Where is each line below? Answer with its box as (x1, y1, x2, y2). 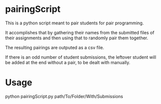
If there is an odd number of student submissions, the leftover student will (5, 54, 157, 60)
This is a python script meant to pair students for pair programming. (5, 20, 144, 26)
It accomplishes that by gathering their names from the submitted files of (5, 29, 155, 35)
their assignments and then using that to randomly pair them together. (5, 35, 149, 41)
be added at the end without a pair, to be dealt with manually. (5, 59, 131, 65)
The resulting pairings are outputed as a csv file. (5, 44, 104, 50)
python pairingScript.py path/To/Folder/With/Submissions (5, 93, 123, 99)
